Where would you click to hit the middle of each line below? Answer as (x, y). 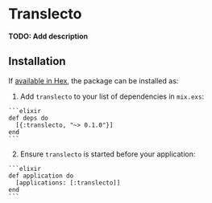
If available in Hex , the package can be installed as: (94, 80)
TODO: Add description (48, 36)
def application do (41, 176)
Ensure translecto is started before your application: (108, 154)
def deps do (28, 118)
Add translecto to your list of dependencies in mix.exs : (112, 96)
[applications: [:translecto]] (68, 183)
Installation (37, 61)
